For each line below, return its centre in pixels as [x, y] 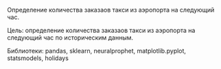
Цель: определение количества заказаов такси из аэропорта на [101, 30]
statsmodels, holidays [38, 58]
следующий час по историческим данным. [70, 38]
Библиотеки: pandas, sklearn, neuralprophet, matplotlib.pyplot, [97, 51]
